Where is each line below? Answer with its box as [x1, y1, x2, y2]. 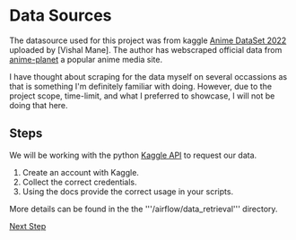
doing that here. [9, 99, 69, 110]
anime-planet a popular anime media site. [9, 54, 163, 64]
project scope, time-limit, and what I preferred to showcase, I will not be [9, 90, 275, 101]
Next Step [9, 220, 47, 231]
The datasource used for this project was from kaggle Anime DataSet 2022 [9, 35, 287, 46]
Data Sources [9, 5, 112, 26]
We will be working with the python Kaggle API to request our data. [9, 150, 257, 160]
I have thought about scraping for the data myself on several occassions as [9, 71, 288, 81]
